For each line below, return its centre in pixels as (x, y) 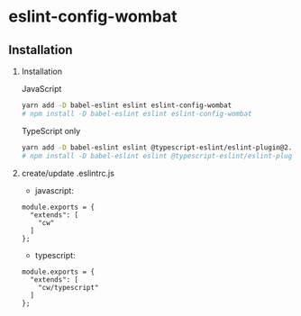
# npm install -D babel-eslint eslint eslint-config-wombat (137, 113)
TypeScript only (51, 131)
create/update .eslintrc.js (68, 173)
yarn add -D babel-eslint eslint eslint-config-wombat (127, 105)
